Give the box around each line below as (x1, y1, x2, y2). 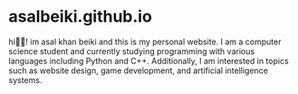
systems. (8, 74, 43, 85)
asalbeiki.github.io (8, 6, 153, 27)
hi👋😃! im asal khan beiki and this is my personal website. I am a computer (8, 36, 282, 47)
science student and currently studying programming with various (8, 45, 255, 56)
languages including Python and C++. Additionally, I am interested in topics (8, 55, 289, 66)
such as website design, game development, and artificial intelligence (8, 65, 269, 76)
